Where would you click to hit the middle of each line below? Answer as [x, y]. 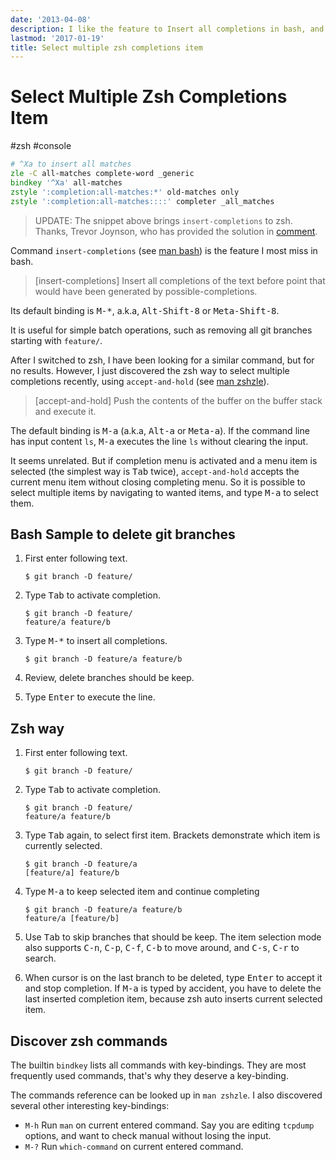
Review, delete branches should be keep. [109, 678]
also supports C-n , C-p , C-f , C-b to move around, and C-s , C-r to [162, 948]
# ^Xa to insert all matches [71, 164]
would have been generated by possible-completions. [146, 291]
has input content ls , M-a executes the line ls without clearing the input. [159, 441]
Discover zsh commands [89, 1041]
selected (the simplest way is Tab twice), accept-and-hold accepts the [155, 471]
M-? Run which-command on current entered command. [134, 1146]
